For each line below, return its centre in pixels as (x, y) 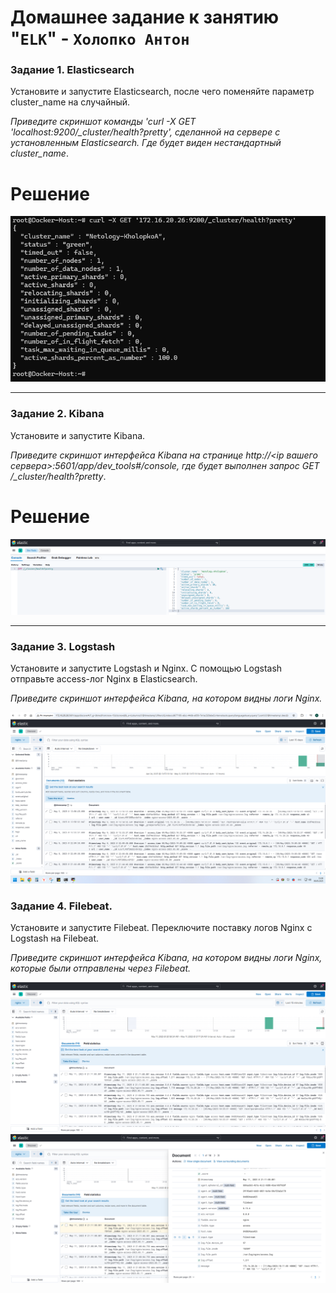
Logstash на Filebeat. (54, 938)
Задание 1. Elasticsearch (72, 70)
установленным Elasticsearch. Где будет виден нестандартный (146, 143)
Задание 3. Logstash (63, 647)
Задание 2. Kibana (57, 414)
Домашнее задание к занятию (145, 17)
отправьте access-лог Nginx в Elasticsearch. (104, 679)
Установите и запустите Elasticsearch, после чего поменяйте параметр (162, 92)
